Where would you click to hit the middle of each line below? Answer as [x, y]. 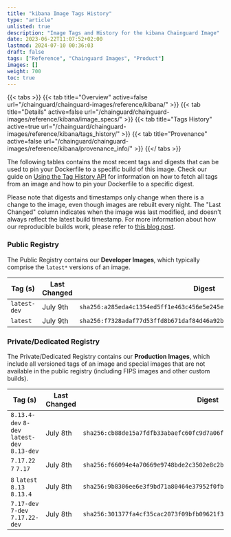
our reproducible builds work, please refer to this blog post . [91, 227]
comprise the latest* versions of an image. [69, 267]
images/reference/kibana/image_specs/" [65, 119]
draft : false [26, 52]
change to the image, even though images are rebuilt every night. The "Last [114, 205]
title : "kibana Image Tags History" [59, 13]
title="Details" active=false [45, 112]
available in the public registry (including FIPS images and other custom [109, 371]
